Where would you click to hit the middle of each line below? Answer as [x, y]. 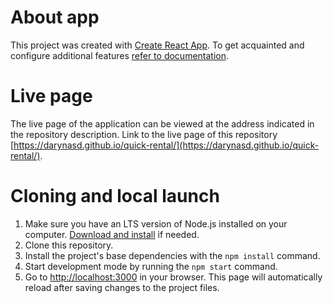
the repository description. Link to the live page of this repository [144, 134]
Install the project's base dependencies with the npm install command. [172, 255]
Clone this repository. [69, 245]
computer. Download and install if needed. [112, 234]
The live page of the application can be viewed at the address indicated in [162, 123]
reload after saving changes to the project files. [122, 287]
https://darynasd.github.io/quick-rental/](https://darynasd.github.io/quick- [166, 145]
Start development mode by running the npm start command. [151, 266]
